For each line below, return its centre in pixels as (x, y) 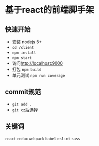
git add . (22, 104)
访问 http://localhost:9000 (37, 63)
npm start (22, 58)
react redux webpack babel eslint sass (43, 139)
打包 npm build (27, 69)
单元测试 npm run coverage (38, 75)
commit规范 (23, 92)
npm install (24, 53)
